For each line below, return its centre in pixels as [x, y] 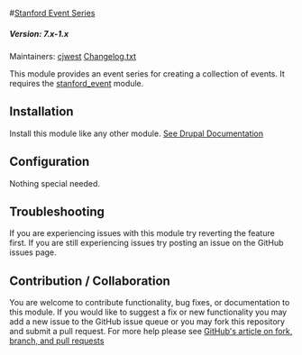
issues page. [33, 252]
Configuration [50, 162]
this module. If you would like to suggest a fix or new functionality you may [148, 312]
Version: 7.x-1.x [39, 33]
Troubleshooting [57, 211]
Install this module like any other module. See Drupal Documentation [137, 133]
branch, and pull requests [57, 341]
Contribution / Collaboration [90, 281]
